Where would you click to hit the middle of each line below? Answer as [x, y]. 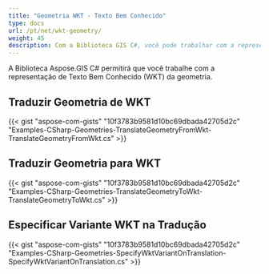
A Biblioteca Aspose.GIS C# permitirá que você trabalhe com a [112, 68]
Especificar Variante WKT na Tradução [107, 225]
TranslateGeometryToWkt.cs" [57, 199]
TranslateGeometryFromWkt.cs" [61, 138]
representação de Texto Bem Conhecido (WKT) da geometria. [110, 77]
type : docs [26, 23]
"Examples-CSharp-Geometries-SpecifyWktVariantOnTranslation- [117, 252]
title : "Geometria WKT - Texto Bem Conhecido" [87, 16]
